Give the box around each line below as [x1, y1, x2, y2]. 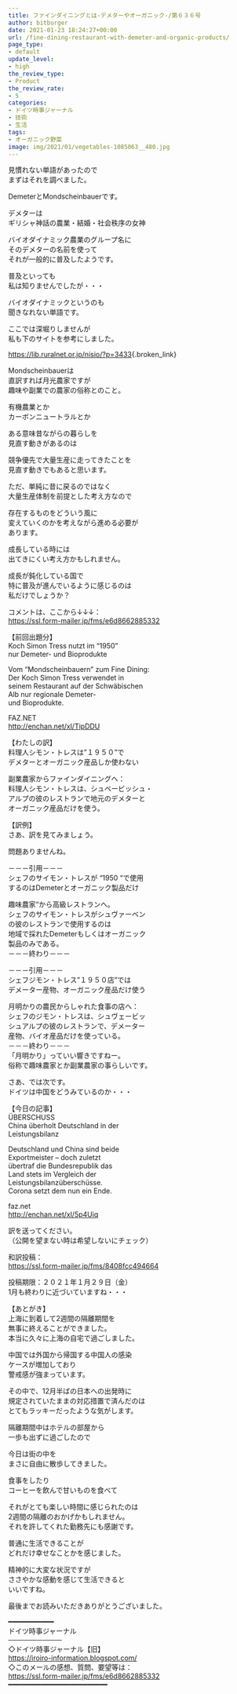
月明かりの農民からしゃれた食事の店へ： [8, 1002, 139, 1011]
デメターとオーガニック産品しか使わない [8, 758, 139, 767]
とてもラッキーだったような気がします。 [8, 1406, 138, 1415]
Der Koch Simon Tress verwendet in [8, 673, 125, 683]
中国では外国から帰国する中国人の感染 [8, 1350, 132, 1360]
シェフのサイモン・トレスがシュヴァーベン [8, 910, 146, 919]
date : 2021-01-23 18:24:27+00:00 [8, 26, 118, 34]
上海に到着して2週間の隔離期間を [8, 1314, 116, 1323]
